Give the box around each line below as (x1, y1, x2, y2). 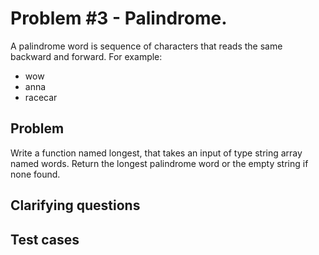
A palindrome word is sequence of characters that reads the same (10, 40, 283, 52)
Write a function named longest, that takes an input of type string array (10, 147, 303, 159)
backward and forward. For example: (10, 50, 163, 62)
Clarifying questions (10, 197, 141, 214)
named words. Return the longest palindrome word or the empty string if (10, 157, 309, 169)
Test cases (10, 231, 80, 248)
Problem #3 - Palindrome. (10, 7, 228, 30)
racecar (24, 91, 58, 103)
